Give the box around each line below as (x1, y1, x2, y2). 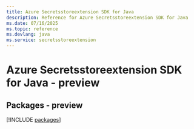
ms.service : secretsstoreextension (6, 37, 96, 43)
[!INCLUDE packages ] (6, 116, 61, 123)
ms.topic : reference (6, 25, 59, 32)
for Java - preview (6, 76, 100, 90)
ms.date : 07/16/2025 (6, 20, 59, 26)
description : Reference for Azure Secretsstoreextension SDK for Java (6, 15, 189, 21)
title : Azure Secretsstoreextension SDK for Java (6, 8, 135, 15)
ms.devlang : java (6, 31, 50, 38)
